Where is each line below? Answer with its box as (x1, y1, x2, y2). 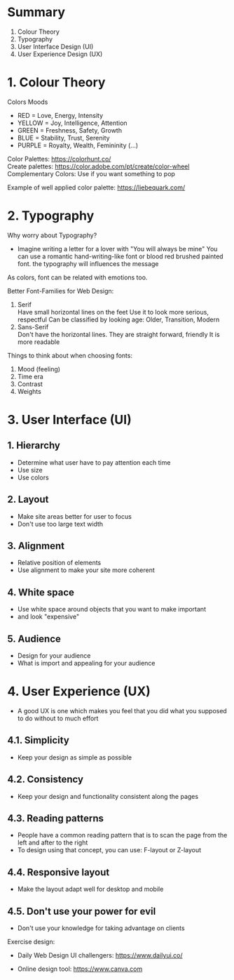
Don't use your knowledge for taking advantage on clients (17, 924, 185, 932)
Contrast (17, 380, 43, 388)
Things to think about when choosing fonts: (7, 351, 133, 359)
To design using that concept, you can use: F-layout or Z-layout (17, 846, 202, 854)
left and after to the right (17, 838, 88, 847)
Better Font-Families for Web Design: (7, 286, 114, 295)
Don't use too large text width (17, 519, 104, 528)
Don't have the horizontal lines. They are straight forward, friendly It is (17, 330, 220, 338)
